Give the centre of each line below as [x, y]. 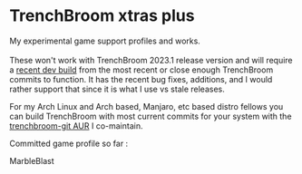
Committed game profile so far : [69, 143]
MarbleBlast [32, 160]
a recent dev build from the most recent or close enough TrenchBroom [141, 70]
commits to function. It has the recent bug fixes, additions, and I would [141, 79]
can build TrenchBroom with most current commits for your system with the [151, 116]
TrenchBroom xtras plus [102, 16]
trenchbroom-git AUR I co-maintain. [76, 126]
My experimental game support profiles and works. [105, 41]
